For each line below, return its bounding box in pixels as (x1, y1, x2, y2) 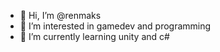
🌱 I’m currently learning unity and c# (19, 31, 170, 42)
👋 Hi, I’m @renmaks (19, 10, 102, 21)
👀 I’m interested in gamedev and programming (19, 20, 212, 32)
